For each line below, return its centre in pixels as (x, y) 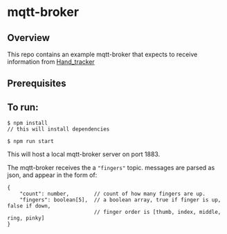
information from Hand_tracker (51, 62)
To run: (23, 107)
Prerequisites (37, 84)
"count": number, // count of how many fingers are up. (113, 194)
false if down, (29, 206)
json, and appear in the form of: (52, 175)
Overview (29, 38)
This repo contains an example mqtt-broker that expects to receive (102, 54)
